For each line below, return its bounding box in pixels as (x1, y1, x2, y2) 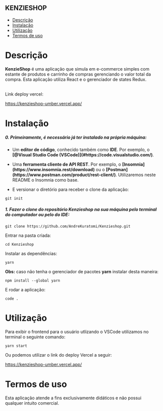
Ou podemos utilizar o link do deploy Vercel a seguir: (5, 352, 112, 358)
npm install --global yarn (5, 278, 60, 283)
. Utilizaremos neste (115, 172, 156, 178)
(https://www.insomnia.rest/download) (12, 166, 95, 172)
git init (5, 196, 23, 201)
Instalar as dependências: (5, 250, 57, 257)
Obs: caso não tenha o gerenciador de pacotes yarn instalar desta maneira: (5, 268, 159, 274)
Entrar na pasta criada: (5, 232, 52, 238)
